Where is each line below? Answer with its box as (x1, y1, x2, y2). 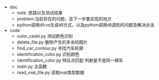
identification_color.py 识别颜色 (17, 51, 80, 57)
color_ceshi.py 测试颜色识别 (17, 33, 73, 39)
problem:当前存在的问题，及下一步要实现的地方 (17, 16, 112, 21)
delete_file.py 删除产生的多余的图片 (17, 39, 88, 45)
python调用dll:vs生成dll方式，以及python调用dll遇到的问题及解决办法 (17, 22, 155, 28)
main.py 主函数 (17, 64, 47, 69)
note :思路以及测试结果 (17, 10, 63, 16)
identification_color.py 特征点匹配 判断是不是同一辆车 (17, 58, 124, 63)
